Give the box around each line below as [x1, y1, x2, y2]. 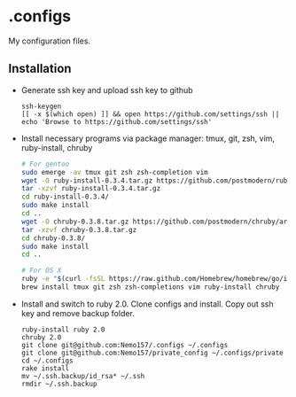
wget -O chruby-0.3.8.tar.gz [20, 217, 129, 226]
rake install [20, 363, 70, 373]
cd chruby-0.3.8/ [20, 233, 86, 243]
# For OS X [20, 266, 62, 276]
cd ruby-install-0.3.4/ [20, 192, 110, 201]
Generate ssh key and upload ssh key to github [20, 84, 193, 95]
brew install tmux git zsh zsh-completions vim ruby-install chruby [20, 283, 280, 292]
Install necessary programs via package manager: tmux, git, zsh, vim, [20, 133, 276, 144]
